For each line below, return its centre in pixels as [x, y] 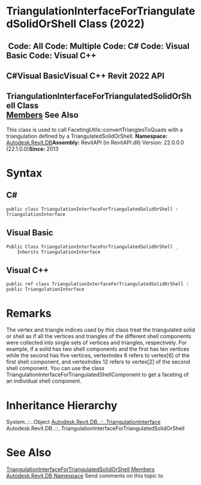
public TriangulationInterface [45, 289]
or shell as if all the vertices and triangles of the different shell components [99, 336]
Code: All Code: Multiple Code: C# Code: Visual [99, 46]
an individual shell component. [44, 381]
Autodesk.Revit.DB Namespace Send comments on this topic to [85, 476]
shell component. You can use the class [55, 368]
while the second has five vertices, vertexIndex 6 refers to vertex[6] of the [98, 356]
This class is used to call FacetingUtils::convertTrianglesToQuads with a [94, 129]
